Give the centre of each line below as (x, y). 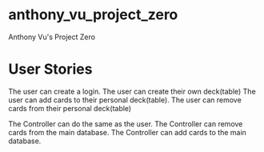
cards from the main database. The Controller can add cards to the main (127, 132)
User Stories (50, 69)
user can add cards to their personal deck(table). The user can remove (125, 100)
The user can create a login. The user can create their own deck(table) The (132, 91)
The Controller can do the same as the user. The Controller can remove (126, 124)
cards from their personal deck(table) (70, 108)
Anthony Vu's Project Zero (52, 37)
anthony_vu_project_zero (93, 15)
